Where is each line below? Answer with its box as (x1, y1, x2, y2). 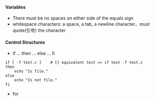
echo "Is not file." (14, 78, 57, 83)
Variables (5, 4, 26, 10)
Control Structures (5, 39, 45, 45)
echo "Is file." (14, 69, 49, 74)
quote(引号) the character (12, 28, 66, 34)
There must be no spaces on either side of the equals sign (12, 15, 134, 21)
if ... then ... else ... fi (12, 50, 55, 56)
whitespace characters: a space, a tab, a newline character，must (12, 21, 150, 27)
